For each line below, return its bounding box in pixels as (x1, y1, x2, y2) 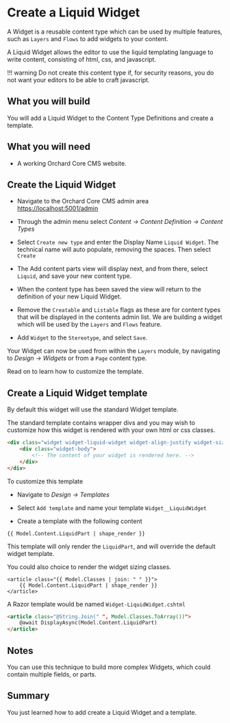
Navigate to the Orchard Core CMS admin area (16, 197, 149, 205)
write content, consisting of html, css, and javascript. (7, 55, 156, 63)
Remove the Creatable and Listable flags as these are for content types (16, 306, 221, 314)
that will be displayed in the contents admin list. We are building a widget (16, 313, 222, 321)
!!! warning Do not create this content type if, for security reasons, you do (7, 68, 214, 77)
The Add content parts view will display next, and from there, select (16, 265, 208, 273)
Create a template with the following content (16, 517, 142, 525)
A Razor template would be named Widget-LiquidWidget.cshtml (7, 600, 186, 608)
